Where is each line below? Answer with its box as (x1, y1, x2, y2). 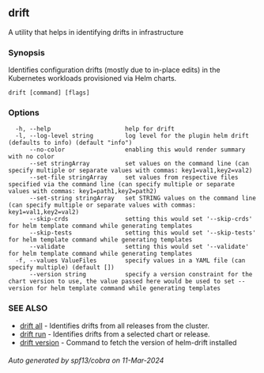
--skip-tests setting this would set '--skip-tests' (28, 229, 257, 237)
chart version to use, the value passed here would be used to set (8, 277, 236, 286)
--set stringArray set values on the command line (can (28, 160, 249, 168)
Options (8, 107, 40, 118)
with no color (8, 153, 55, 161)
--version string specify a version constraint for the (28, 271, 253, 279)
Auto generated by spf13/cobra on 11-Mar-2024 (8, 356, 164, 365)
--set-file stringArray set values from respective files (28, 173, 239, 181)
